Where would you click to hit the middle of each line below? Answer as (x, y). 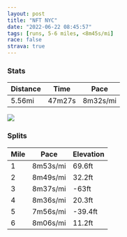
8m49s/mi (49, 177)
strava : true (26, 46)
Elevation (89, 154)
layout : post (26, 14)
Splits (17, 136)
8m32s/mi (100, 101)
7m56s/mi (49, 211)
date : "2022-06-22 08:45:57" (50, 27)
